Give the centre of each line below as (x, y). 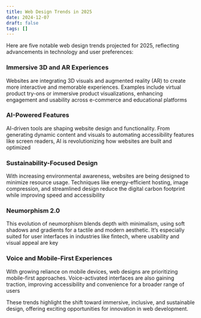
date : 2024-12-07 (28, 17)
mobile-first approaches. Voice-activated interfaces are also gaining (90, 278)
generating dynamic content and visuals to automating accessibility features (100, 134)
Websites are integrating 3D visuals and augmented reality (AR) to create (96, 80)
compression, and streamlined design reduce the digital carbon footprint (96, 189)
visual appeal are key (32, 243)
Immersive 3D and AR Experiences (57, 68)
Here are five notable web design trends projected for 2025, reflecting (93, 46)
